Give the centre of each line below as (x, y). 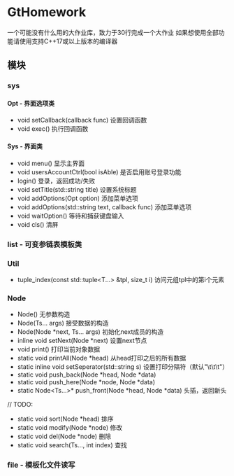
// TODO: (20, 405)
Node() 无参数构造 (44, 314)
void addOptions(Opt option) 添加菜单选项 (78, 198)
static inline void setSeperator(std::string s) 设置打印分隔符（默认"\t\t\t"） (123, 367)
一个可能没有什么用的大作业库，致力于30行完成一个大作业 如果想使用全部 (113, 32)
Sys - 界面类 (25, 146)
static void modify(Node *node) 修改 (70, 428)
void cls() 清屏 (38, 224)
